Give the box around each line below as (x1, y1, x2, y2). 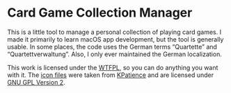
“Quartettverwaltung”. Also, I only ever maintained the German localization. (7, 50, 223, 58)
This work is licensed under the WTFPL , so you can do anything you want (7, 63, 218, 71)
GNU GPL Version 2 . (7, 78, 65, 86)
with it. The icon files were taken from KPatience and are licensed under (7, 71, 214, 79)
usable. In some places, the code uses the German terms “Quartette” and (7, 42, 218, 51)
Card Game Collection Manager (7, 5, 193, 21)
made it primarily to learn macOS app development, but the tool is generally (7, 35, 224, 43)
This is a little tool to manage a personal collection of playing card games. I (7, 28, 221, 36)
